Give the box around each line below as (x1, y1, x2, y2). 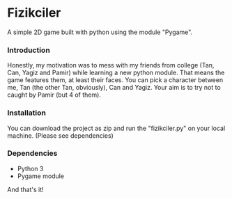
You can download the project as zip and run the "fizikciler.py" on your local (7, 124, 226, 132)
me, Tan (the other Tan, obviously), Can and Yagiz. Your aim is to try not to (7, 83, 221, 92)
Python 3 (17, 164, 44, 173)
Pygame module (17, 172, 65, 180)
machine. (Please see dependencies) (7, 131, 114, 140)
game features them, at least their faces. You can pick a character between (7, 76, 224, 84)
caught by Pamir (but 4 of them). (7, 90, 101, 99)
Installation (7, 108, 47, 118)
